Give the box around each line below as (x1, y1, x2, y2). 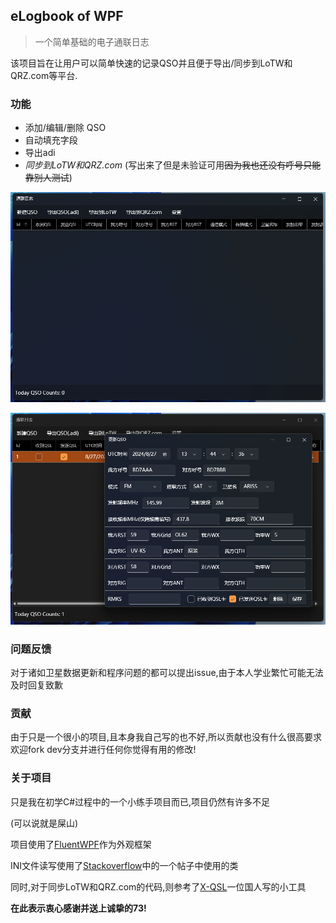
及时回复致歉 (10, 679, 63, 691)
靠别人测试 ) (24, 172, 73, 184)
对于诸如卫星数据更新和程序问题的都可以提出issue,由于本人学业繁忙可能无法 (10, 666, 324, 678)
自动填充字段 (24, 134, 78, 146)
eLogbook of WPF (10, 8, 124, 25)
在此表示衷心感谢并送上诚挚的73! (10, 902, 147, 914)
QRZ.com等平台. (10, 69, 78, 81)
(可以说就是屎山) (10, 817, 79, 829)
